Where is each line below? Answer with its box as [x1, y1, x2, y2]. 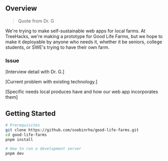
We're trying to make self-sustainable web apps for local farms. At [5, 28, 145, 34]
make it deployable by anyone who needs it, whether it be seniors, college [5, 39, 162, 45]
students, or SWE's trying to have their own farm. [5, 44, 109, 50]
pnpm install [5, 137, 33, 142]
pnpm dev [5, 151, 24, 156]
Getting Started [5, 109, 56, 118]
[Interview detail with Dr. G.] [5, 69, 65, 75]
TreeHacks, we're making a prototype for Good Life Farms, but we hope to [5, 33, 163, 39]
